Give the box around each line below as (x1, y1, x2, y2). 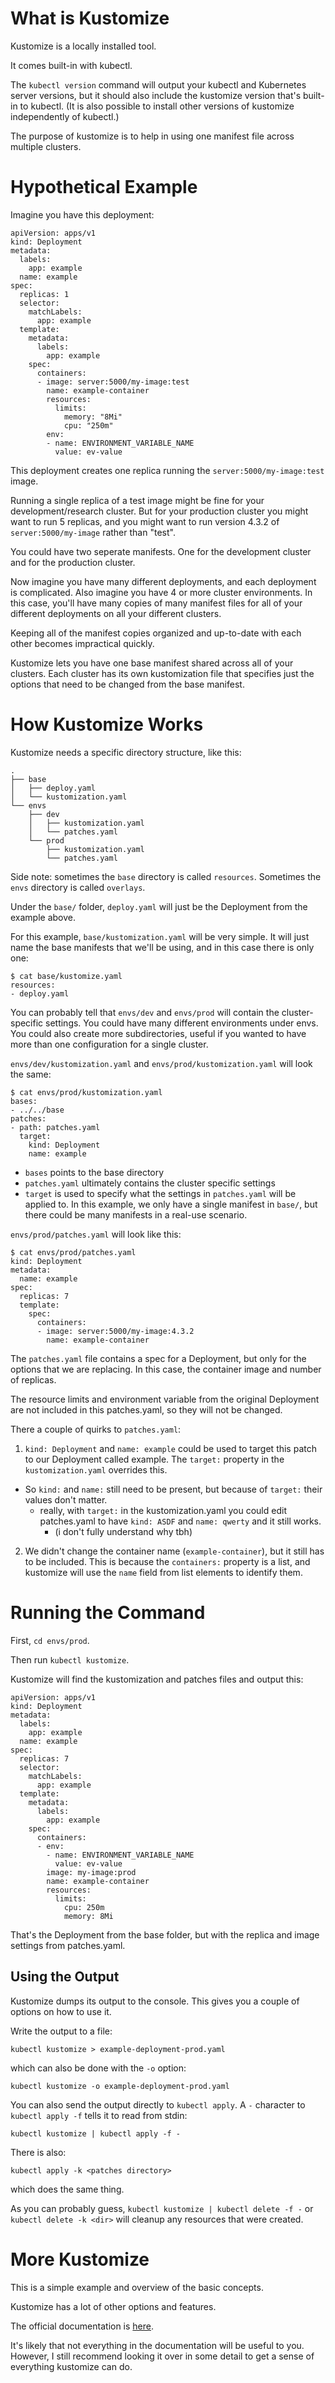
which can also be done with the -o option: (10, 2062, 187, 2074)
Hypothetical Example (10, 176, 198, 199)
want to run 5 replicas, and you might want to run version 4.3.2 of (10, 515, 280, 527)
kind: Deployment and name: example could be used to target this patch (24, 1442, 317, 1454)
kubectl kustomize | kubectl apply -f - (10, 2128, 182, 2139)
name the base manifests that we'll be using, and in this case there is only (10, 941, 315, 953)
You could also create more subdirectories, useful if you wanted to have (10, 1027, 307, 1039)
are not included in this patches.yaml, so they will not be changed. (10, 1403, 283, 1416)
